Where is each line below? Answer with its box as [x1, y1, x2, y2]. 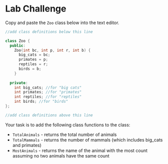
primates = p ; [18, 57, 49, 62]
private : [10, 80, 28, 85]
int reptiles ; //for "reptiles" [14, 94, 82, 99]
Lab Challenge [5, 3, 67, 15]
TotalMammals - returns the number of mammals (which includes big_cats [12, 136, 163, 143]
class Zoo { [5, 38, 30, 43]
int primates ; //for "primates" [14, 90, 82, 95]
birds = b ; [18, 66, 42, 72]
